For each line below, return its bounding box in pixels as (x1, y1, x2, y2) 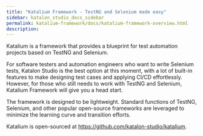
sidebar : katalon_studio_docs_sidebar (6, 15, 104, 21)
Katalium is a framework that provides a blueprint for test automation (6, 42, 178, 50)
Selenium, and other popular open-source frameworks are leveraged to (6, 104, 185, 112)
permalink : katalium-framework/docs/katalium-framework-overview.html (6, 20, 188, 26)
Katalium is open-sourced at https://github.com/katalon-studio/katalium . (6, 123, 187, 131)
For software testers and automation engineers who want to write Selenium (6, 61, 194, 68)
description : (6, 25, 39, 32)
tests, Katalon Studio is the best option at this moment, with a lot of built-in (6, 67, 193, 75)
